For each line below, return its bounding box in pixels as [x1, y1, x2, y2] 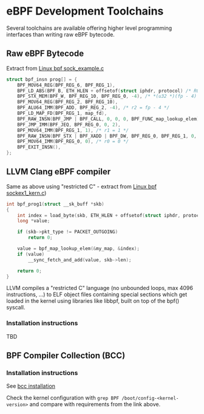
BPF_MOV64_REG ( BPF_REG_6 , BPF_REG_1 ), [17, 82, 115, 88]
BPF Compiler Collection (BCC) [6, 351, 126, 361]
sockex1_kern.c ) [6, 189, 47, 196]
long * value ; [17, 218, 50, 224]
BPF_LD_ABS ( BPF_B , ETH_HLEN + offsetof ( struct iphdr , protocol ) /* [17, 88, 191, 94]
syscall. [6, 304, 25, 311]
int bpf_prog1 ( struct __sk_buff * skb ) [6, 201, 104, 207]
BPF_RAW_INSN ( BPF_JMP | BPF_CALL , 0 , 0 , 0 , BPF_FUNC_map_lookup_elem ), [17, 116, 202, 122]
